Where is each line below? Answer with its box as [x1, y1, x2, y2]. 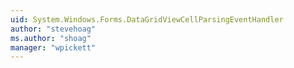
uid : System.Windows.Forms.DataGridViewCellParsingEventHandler [10, 14, 284, 25]
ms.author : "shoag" [10, 33, 92, 43]
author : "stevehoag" [10, 24, 97, 34]
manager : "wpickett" [10, 42, 97, 53]
